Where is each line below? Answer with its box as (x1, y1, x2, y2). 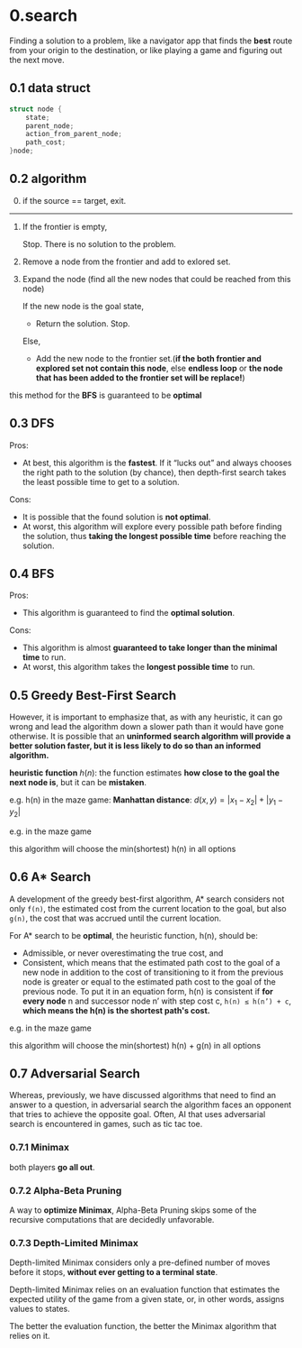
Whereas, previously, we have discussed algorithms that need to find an (9, 1090, 277, 1101)
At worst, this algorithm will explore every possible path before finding (22, 520, 282, 532)
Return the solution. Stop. (35, 317, 130, 329)
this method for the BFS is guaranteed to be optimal (9, 390, 202, 400)
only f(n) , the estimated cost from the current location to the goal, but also (9, 903, 287, 913)
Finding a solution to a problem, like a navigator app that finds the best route (9, 35, 293, 46)
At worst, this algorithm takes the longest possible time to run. (22, 662, 255, 673)
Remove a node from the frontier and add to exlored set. (22, 256, 231, 267)
